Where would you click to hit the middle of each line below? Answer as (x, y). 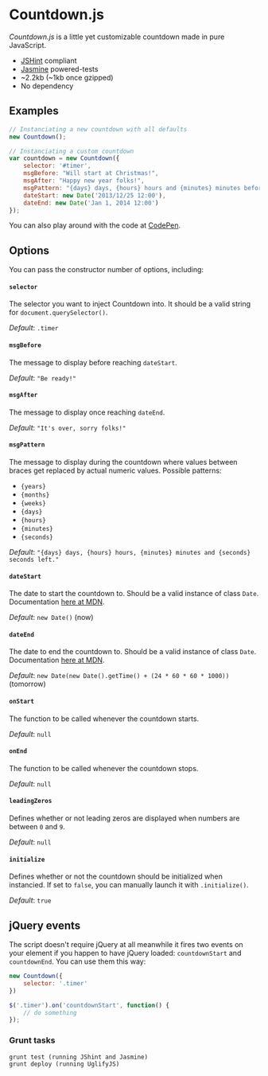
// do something (50, 1012)
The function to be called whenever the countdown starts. (104, 719)
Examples (34, 111)
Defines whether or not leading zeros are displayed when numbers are (124, 818)
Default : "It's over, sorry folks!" (68, 427)
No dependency (47, 86)
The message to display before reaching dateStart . (93, 362)
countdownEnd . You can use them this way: (78, 961)
